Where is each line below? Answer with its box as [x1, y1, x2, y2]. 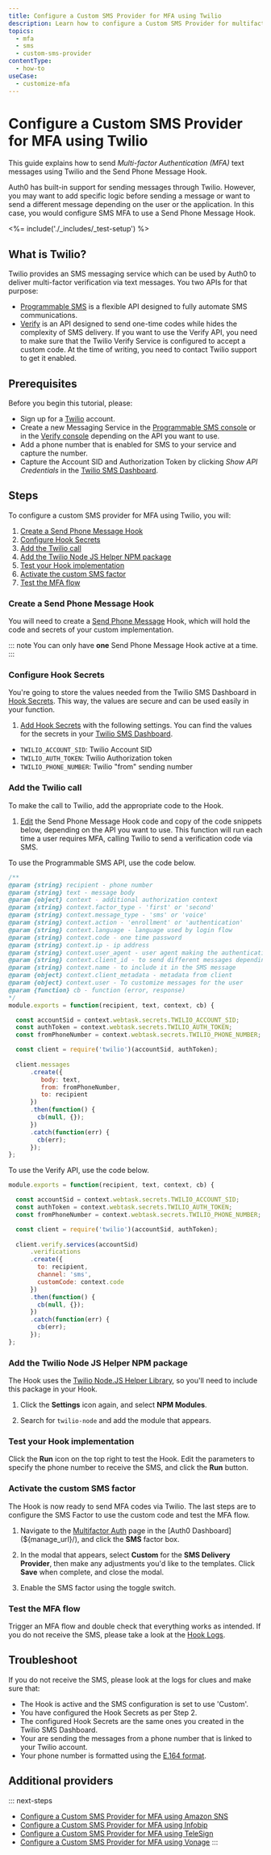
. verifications [29, 1247, 81, 1256]
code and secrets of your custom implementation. [8, 625, 174, 635]
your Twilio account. [19, 1742, 88, 1751]
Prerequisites [8, 377, 77, 391]
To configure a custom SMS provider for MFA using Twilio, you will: [8, 510, 231, 520]
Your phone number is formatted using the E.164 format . [19, 1751, 207, 1760]
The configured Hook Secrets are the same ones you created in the [19, 1716, 244, 1726]
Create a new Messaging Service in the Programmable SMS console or [19, 422, 256, 433]
